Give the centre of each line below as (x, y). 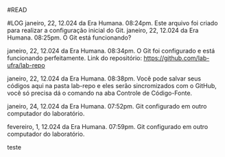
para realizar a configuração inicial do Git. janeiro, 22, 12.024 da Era (103, 30)
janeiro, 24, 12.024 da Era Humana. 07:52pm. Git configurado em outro (107, 106)
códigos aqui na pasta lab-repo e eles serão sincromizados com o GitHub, (112, 86)
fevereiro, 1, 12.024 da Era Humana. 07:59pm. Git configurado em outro (108, 127)
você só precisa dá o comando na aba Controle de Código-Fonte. (100, 93)
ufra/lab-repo (26, 65)
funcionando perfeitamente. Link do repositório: (75, 58)
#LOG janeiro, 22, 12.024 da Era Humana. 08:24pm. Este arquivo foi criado (113, 23)
